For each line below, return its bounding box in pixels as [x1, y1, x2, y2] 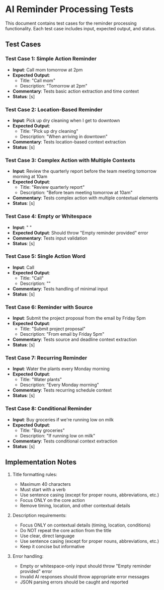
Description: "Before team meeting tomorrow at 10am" [20, 190, 133, 196]
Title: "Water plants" [20, 377, 62, 383]
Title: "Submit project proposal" [20, 326, 86, 332]
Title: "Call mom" [20, 77, 55, 84]
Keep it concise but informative [20, 543, 85, 549]
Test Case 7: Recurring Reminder [5, 354, 88, 361]
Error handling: [12, 553, 44, 559]
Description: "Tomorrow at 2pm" [20, 83, 88, 89]
